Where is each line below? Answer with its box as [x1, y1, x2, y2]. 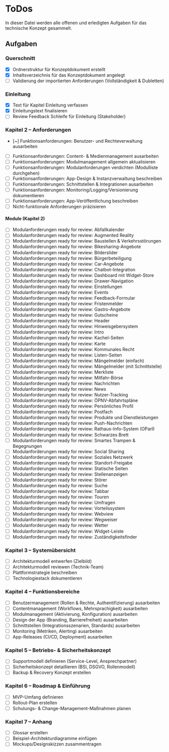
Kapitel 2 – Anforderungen [5, 127, 72, 134]
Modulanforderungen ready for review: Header [12, 318, 110, 324]
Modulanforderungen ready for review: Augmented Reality [12, 233, 134, 239]
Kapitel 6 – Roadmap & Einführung [5, 682, 91, 689]
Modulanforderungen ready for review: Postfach [12, 409, 113, 415]
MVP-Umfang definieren [12, 694, 64, 700]
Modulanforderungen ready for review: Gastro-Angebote [12, 306, 131, 313]
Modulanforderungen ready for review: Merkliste [12, 369, 114, 375]
